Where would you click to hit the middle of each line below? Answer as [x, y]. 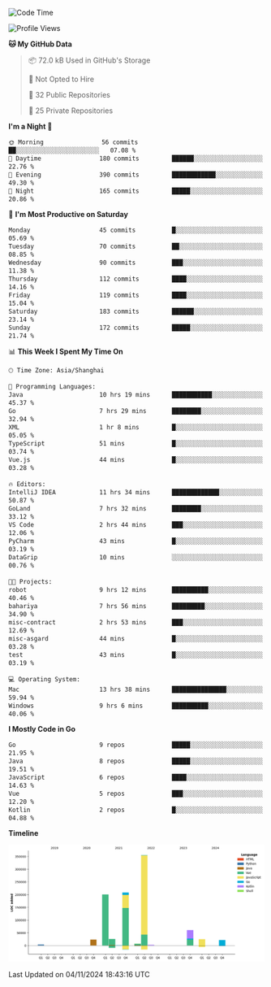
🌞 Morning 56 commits [73, 142]
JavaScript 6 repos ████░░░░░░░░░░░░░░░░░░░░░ [136, 777]
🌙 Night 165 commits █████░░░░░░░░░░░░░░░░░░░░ [136, 191]
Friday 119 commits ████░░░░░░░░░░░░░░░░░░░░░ [136, 295]
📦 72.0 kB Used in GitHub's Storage [89, 60]
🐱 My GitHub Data [41, 44]
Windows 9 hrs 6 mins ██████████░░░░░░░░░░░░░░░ [136, 706]
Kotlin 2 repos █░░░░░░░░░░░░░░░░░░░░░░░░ [136, 810]
